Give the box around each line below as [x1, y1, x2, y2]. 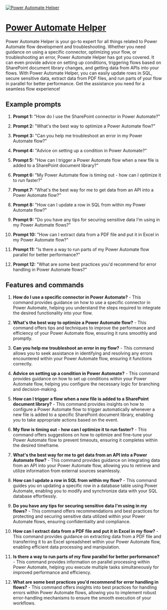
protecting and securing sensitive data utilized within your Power [12, 513, 146, 519]
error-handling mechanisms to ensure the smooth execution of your [12, 595, 152, 601]
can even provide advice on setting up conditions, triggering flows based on [5, 60, 162, 65]
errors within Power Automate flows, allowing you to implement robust [12, 589, 157, 595]
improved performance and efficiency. [12, 569, 91, 575]
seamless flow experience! [5, 86, 60, 92]
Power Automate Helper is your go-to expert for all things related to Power [5, 38, 158, 44]
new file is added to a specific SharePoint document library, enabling [12, 412, 154, 418]
